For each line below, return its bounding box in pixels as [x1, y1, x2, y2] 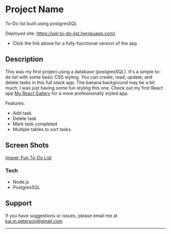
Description [5, 55, 43, 64]
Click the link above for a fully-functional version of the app [12, 40, 137, 46]
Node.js [12, 178, 30, 185]
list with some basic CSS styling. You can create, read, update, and [12, 74, 153, 80]
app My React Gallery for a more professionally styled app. [5, 90, 129, 96]
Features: [5, 100, 25, 106]
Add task [12, 110, 32, 116]
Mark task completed [12, 121, 58, 127]
